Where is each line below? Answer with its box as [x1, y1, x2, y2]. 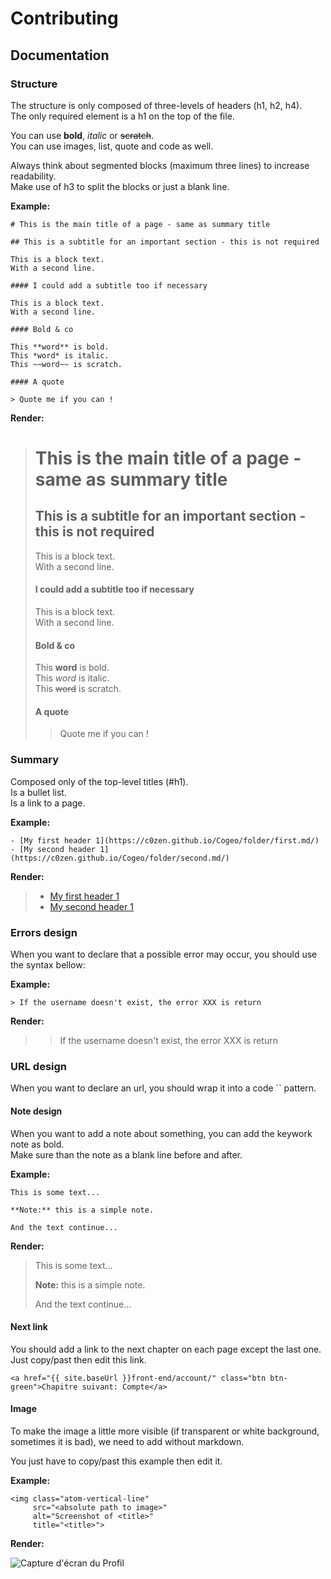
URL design [10, 1060, 68, 1073]
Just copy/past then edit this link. [10, 1353, 147, 1366]
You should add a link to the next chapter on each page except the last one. [10, 1343, 322, 1355]
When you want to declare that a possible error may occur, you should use [10, 948, 318, 961]
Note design [10, 1105, 63, 1117]
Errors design [10, 925, 78, 939]
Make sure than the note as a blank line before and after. [10, 1148, 243, 1161]
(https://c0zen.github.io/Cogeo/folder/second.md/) [10, 853, 230, 863]
